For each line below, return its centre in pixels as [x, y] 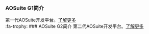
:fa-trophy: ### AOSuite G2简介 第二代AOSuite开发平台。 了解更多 [74, 26]
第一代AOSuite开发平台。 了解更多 [41, 20]
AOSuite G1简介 [25, 8]
